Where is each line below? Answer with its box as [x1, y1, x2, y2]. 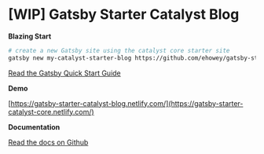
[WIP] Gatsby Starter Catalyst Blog [8, 5, 240, 24]
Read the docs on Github [8, 137, 89, 147]
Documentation [8, 122, 60, 131]
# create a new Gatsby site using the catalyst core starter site [8, 46, 230, 54]
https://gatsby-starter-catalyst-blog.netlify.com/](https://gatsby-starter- [10, 98, 244, 108]
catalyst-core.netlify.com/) [8, 107, 94, 116]
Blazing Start [8, 31, 52, 41]
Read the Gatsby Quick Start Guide [8, 68, 122, 78]
